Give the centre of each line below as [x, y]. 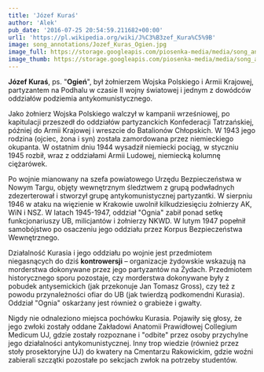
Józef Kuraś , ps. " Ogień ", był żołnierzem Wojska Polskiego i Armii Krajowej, [131, 81]
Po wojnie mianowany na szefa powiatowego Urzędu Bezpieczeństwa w [125, 179]
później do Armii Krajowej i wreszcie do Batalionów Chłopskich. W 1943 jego [132, 130]
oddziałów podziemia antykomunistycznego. [81, 98]
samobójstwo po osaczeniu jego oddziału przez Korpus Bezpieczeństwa [125, 229]
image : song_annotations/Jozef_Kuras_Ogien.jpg [88, 45]
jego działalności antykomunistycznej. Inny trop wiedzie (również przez [124, 343]
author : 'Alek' [33, 23]
